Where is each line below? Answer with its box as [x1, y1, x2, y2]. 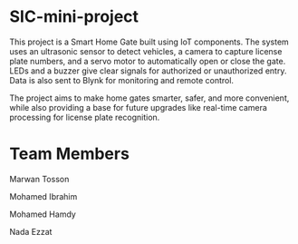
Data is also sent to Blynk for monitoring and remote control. [9, 74, 234, 85]
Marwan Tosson [9, 173, 70, 184]
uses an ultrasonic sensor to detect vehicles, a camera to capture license [9, 45, 283, 56]
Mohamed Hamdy [9, 209, 77, 220]
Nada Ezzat [9, 226, 53, 237]
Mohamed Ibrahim [9, 190, 78, 201]
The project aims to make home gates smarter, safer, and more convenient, [9, 93, 290, 103]
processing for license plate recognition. [9, 112, 160, 122]
